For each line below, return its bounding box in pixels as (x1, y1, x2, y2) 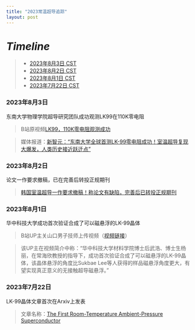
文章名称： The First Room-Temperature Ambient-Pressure (20, 310, 164, 317)
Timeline (6, 40, 50, 53)
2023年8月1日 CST (29, 75, 76, 82)
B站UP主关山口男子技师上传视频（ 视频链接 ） (20, 232, 130, 240)
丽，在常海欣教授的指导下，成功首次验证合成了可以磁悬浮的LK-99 (20, 252, 181, 259)
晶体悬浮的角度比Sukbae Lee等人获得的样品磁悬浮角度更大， (36, 260, 185, 267)
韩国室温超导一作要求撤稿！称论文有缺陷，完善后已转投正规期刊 (20, 189, 177, 196)
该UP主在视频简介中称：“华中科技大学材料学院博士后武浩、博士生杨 (20, 245, 187, 252)
